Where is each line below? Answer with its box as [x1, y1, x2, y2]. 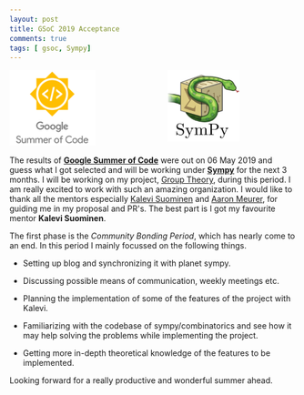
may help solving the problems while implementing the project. [22, 330, 258, 341]
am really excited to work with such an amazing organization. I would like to [9, 184, 293, 195]
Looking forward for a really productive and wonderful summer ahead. [9, 375, 273, 386]
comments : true [9, 34, 67, 43]
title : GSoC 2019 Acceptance [9, 24, 120, 34]
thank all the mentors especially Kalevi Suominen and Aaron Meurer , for [9, 194, 279, 205]
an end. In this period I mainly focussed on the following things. [9, 240, 248, 251]
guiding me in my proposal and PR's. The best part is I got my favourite [9, 203, 276, 214]
